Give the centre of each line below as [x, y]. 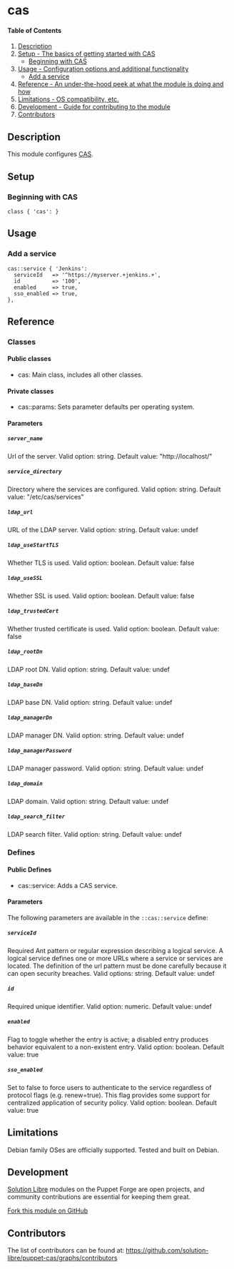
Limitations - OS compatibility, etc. [68, 99]
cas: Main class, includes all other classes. [80, 375]
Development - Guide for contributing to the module [94, 107]
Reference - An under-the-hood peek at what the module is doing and [121, 84]
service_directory [35, 472]
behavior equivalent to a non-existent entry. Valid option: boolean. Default [116, 1046]
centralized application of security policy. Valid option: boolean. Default [112, 1102]
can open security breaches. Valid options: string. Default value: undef [111, 973]
